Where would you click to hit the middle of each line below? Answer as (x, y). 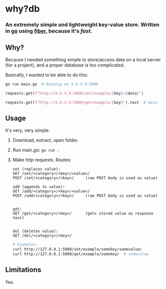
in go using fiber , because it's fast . (49, 31)
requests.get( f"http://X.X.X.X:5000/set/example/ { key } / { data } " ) (74, 93)
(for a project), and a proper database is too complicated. (65, 65)
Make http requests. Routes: (42, 160)
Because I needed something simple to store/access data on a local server (83, 59)
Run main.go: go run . (36, 150)
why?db (23, 9)
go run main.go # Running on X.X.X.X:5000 (52, 84)
